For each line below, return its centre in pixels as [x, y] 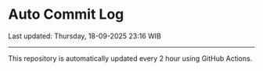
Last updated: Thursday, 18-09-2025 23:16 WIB [85, 36]
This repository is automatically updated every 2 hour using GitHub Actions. [130, 58]
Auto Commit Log [66, 14]
